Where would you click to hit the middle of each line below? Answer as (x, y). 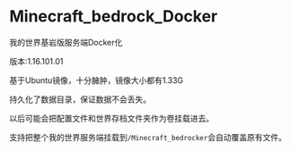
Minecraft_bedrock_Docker (114, 17)
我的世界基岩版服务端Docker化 (66, 42)
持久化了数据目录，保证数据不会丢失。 (80, 99)
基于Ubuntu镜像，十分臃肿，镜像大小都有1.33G (97, 80)
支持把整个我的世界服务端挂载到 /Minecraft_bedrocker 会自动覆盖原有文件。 (148, 137)
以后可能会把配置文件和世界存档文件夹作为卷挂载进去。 (111, 118)
